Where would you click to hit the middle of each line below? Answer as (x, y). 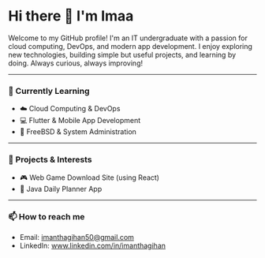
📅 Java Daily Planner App (61, 189)
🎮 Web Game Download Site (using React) (90, 178)
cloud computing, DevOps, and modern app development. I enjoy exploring (130, 46)
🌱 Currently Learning (49, 91)
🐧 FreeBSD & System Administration (78, 132)
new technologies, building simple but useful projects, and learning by (122, 54)
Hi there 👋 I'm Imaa (71, 16)
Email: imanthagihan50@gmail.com (77, 237)
